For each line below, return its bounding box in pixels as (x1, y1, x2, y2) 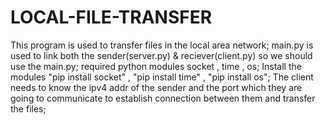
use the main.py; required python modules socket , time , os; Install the (10, 60, 302, 72)
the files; (10, 102, 47, 115)
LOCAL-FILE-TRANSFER (10, 6, 213, 29)
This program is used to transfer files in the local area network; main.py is (10, 39, 314, 51)
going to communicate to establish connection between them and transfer (10, 92, 316, 104)
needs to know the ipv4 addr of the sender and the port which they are (10, 81, 303, 93)
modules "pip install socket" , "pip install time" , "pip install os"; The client (10, 71, 314, 83)
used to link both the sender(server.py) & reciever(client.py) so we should (10, 49, 313, 61)
